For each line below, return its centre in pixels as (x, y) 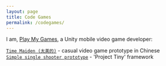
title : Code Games (29, 17)
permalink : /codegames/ (35, 22)
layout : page (22, 11)
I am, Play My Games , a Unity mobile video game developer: (79, 39)
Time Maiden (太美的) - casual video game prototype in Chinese (83, 51)
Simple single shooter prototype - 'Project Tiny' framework (80, 57)
